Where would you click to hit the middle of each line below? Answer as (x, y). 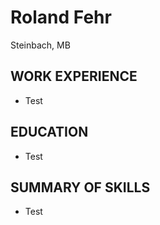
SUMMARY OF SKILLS (80, 187)
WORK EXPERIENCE (74, 76)
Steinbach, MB (40, 45)
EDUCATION (49, 132)
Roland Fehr (61, 17)
